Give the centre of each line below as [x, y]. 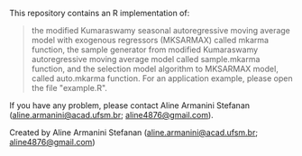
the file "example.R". [69, 88]
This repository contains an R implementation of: [100, 13]
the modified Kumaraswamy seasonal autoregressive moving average [161, 30]
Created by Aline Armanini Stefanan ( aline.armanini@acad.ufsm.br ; [134, 133]
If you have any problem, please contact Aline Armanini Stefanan [130, 106]
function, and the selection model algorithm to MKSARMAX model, [155, 69]
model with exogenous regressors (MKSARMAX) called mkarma [150, 40]
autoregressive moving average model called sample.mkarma [146, 59]
